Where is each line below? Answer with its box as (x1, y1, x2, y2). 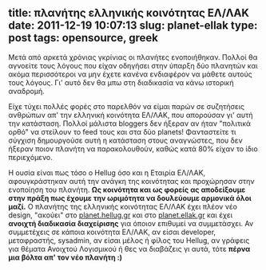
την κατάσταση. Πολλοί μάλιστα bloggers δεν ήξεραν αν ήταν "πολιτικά (8, 119, 252, 128)
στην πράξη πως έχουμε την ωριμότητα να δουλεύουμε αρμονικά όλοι (8, 193, 252, 202)
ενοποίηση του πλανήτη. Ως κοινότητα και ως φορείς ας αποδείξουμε (8, 185, 246, 194)
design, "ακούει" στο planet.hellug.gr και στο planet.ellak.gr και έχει (8, 210, 233, 220)
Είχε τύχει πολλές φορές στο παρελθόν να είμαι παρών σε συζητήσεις (8, 101, 245, 111)
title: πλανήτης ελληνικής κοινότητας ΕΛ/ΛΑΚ (8, 6, 250, 20)
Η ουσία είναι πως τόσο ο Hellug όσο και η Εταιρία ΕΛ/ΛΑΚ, (8, 167, 206, 178)
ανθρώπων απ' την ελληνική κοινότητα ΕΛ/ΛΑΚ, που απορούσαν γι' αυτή (8, 110, 253, 119)
